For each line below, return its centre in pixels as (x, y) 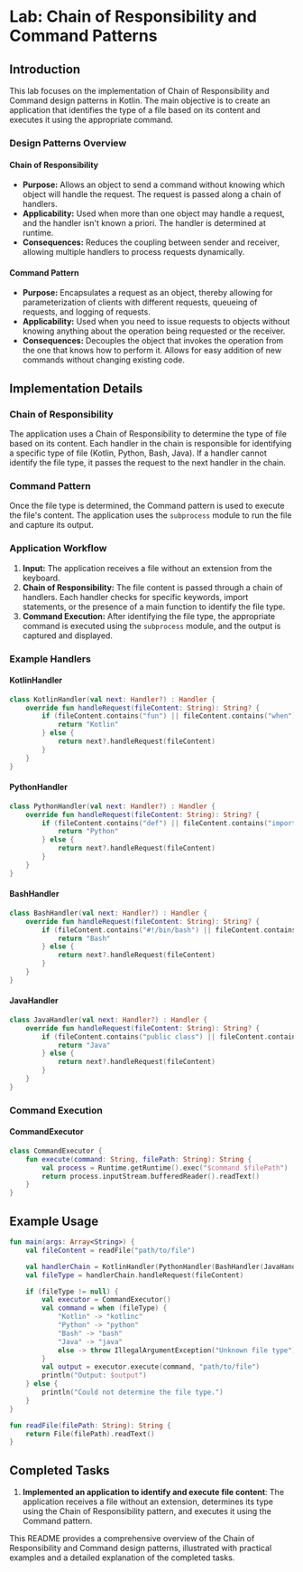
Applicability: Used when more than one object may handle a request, (154, 213)
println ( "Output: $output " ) (94, 1376)
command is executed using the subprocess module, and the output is (151, 626)
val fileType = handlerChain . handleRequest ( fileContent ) (135, 1275)
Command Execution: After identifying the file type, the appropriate (149, 616)
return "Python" (88, 832)
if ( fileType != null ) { (72, 1291)
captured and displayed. (67, 635)
